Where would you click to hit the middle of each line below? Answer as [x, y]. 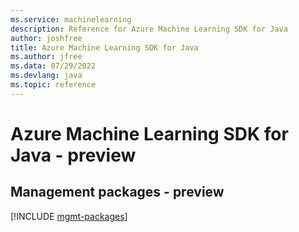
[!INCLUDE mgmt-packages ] [69, 216]
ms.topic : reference [53, 85]
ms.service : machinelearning [71, 19]
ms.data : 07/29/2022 [53, 66]
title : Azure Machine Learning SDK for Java [104, 47]
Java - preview [73, 155]
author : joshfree [46, 38]
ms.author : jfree [46, 57]
